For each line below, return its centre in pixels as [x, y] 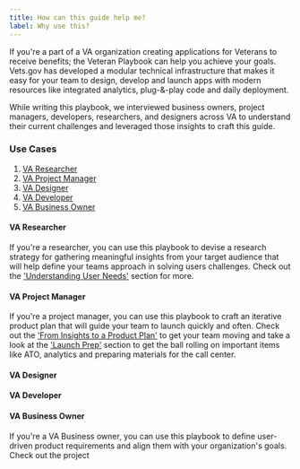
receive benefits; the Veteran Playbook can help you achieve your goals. [143, 61]
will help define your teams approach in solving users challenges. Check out [150, 266]
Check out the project [49, 455]
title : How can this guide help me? [77, 17]
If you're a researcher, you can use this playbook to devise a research [138, 247]
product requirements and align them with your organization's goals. [161, 446]
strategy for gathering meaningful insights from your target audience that [144, 257]
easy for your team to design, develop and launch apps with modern [135, 80]
